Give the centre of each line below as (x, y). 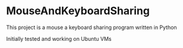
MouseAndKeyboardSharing (78, 11)
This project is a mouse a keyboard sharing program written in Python (91, 27)
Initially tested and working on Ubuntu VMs (59, 39)
